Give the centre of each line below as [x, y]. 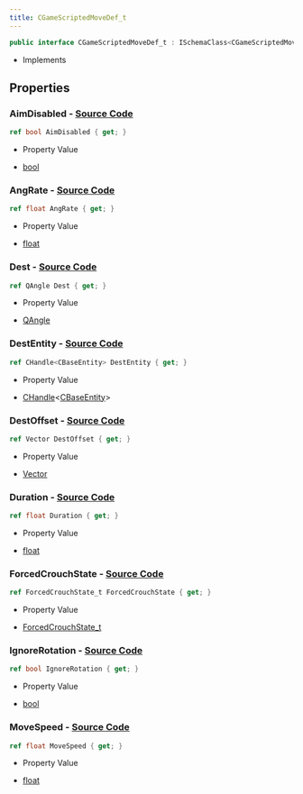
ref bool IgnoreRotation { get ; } [74, 669]
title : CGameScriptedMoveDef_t [68, 18]
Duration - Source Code [62, 497]
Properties [40, 88]
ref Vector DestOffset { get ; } [70, 439]
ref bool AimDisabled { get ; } [68, 132]
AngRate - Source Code [62, 190]
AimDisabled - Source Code [71, 114]
